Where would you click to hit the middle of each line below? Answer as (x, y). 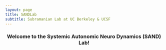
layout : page (19, 10)
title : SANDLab (21, 14)
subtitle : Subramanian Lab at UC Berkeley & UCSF (58, 19)
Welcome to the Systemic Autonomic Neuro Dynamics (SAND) (84, 36)
